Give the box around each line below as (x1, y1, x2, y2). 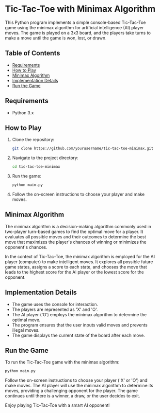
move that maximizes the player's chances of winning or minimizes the (5, 239, 146, 245)
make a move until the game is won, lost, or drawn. (5, 35, 107, 41)
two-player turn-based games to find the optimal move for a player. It (5, 229, 144, 234)
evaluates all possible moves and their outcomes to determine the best (5, 233, 146, 239)
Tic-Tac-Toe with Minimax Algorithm (5, 3, 156, 15)
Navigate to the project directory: (12, 155, 79, 161)
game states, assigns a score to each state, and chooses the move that (5, 264, 147, 269)
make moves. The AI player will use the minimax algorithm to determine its (5, 383, 154, 389)
